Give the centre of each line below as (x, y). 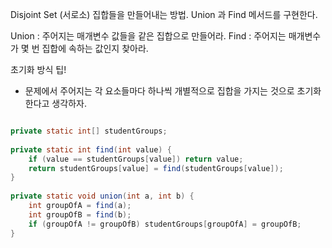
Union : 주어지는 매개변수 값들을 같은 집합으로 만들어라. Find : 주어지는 (148, 36)
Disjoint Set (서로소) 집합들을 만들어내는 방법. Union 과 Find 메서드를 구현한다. (164, 14)
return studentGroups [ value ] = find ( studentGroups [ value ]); (156, 168)
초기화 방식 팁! (38, 69)
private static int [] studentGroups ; (89, 131)
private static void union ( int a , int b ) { (102, 196)
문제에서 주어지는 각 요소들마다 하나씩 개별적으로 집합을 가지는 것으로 (159, 91)
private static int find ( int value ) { (91, 149)
